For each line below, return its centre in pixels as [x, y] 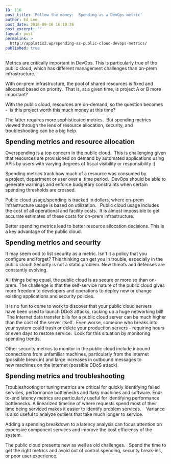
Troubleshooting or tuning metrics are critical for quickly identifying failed [82, 387]
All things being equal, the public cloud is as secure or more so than [77, 280]
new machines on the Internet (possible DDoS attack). [62, 365]
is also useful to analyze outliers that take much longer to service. [75, 414]
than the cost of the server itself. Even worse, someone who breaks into [81, 322]
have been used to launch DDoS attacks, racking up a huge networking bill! [84, 311]
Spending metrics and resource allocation [70, 142]
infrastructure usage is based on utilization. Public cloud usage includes [82, 205]
